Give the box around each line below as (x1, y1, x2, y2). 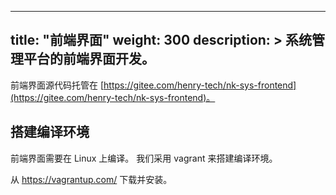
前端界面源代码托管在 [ (10, 79, 105, 91)
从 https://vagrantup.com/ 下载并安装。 (10, 173, 173, 185)
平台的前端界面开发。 (23, 51, 155, 68)
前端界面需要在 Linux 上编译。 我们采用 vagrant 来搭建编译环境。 (10, 152, 278, 164)
